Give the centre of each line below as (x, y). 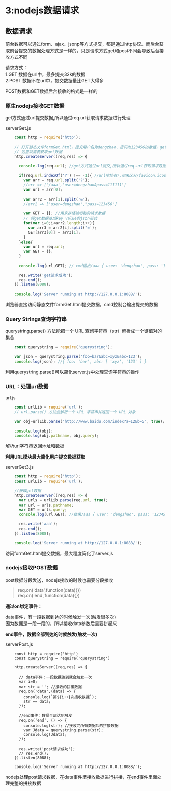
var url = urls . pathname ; (46, 505)
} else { (26, 242)
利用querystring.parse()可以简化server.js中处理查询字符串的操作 (73, 372)
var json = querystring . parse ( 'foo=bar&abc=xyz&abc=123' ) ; (78, 357)
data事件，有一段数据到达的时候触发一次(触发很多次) (61, 617)
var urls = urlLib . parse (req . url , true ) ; (63, 500)
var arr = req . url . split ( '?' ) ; (57, 180)
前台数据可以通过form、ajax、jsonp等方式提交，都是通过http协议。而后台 (82, 44)
